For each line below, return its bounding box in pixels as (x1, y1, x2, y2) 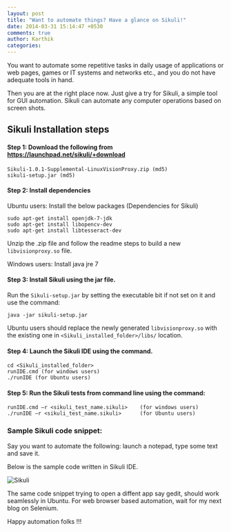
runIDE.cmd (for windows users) (7, 368, 100, 375)
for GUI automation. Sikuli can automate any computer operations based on (7, 97, 222, 104)
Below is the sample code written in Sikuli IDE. (7, 462, 139, 471)
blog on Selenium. (7, 504, 59, 512)
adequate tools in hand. (7, 76, 74, 83)
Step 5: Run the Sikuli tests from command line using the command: (7, 388, 205, 397)
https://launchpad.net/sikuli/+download (7, 150, 125, 159)
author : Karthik (7, 36, 54, 43)
